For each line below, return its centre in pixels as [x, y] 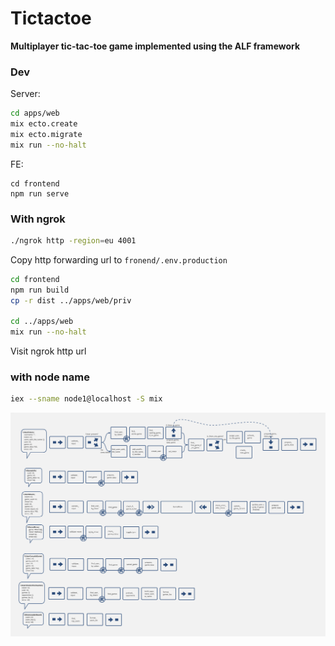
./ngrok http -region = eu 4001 [73, 241]
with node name [50, 377]
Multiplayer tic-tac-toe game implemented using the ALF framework [155, 46]
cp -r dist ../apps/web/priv [71, 300]
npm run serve [40, 193]
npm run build [40, 290]
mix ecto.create [44, 124]
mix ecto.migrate [46, 134]
